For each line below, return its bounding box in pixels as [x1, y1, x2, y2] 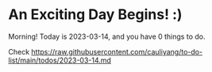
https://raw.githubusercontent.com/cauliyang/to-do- [31, 47, 203, 56]
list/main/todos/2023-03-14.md [8, 55, 111, 65]
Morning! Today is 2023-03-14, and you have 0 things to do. [8, 32, 206, 41]
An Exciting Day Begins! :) [8, 6, 183, 24]
